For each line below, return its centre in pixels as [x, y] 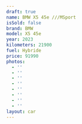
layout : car [21, 111]
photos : [16, 61]
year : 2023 [20, 39]
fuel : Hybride [24, 51]
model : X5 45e [24, 34]
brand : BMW [20, 28]
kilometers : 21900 [29, 45]
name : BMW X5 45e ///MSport [41, 17]
